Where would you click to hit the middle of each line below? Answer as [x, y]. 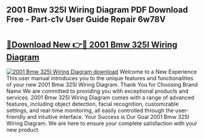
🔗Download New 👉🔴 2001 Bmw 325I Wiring [92, 45]
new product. [23, 130]
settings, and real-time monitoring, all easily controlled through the [90, 110]
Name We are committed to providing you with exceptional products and [97, 91]
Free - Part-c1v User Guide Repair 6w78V [86, 20]
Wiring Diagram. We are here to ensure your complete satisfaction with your [102, 123]
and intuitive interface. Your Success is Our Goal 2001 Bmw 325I [108, 117]
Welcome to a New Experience [158, 72]
